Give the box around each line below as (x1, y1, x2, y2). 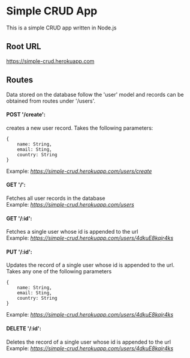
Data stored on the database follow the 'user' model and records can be (6, 91, 184, 98)
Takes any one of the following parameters (6, 268, 112, 275)
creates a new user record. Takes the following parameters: (6, 124, 153, 132)
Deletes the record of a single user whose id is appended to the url (6, 338, 171, 345)
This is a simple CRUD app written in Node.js (6, 24, 117, 31)
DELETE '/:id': (6, 324, 42, 332)
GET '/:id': (6, 214, 32, 222)
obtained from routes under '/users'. (6, 97, 96, 105)
